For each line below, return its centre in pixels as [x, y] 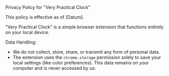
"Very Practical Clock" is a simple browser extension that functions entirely [84, 27]
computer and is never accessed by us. [54, 68]
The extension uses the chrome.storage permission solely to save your [87, 57]
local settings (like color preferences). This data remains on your [81, 63]
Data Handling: [21, 42]
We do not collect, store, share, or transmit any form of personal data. [86, 52]
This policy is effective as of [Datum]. [45, 17]
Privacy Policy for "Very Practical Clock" [48, 7]
